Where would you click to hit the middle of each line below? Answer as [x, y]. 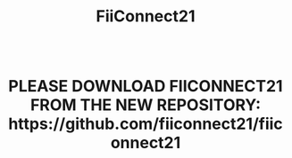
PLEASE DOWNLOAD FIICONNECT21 [146, 87]
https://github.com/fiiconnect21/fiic [146, 124]
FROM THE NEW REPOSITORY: [146, 105]
